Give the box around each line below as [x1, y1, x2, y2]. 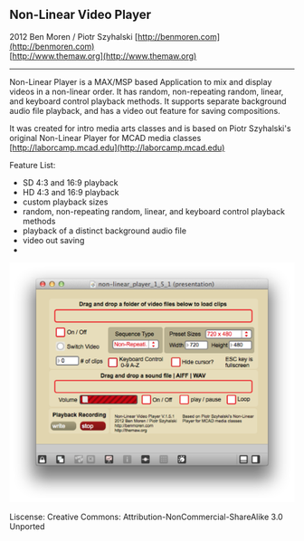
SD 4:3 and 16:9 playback [22, 176, 119, 188]
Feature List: [9, 159, 56, 170]
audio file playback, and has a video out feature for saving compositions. [9, 105, 280, 116]
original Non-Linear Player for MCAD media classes [9, 132, 202, 143]
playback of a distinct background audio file [22, 225, 187, 236]
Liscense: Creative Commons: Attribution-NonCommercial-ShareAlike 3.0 [9, 511, 283, 522]
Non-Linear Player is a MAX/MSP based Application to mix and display [9, 76, 272, 87]
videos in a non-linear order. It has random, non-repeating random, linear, [9, 86, 284, 97]
